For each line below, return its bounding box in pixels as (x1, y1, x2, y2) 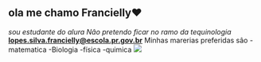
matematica (8, 45, 47, 54)
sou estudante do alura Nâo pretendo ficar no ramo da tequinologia (8, 27, 232, 36)
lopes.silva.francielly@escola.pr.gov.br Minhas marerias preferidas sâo (8, 35, 248, 45)
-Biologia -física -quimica (48, 45, 132, 54)
